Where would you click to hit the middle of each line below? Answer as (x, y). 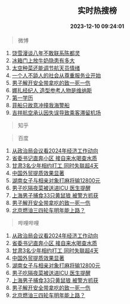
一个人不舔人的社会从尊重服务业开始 (56, 75)
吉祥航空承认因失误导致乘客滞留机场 (56, 113)
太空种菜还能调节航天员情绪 (46, 68)
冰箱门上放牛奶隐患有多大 (43, 60)
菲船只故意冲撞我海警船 (41, 105)
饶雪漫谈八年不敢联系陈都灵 (46, 53)
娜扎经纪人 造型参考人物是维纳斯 (52, 90)
